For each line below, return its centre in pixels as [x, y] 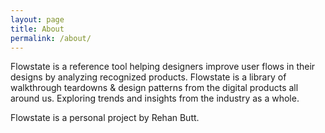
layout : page [37, 19]
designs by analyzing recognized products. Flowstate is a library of [148, 77]
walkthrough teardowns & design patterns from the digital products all [154, 88]
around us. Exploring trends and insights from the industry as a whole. [155, 98]
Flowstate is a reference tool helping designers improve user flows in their [163, 67]
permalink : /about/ [51, 38]
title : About [37, 29]
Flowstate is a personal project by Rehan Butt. [105, 118]
